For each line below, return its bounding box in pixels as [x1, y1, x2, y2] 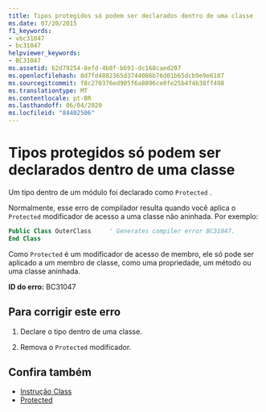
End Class [8, 234, 42, 242]
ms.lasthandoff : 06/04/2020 [8, 101, 103, 109]
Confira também [8, 365, 92, 379]
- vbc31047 [8, 34, 45, 43]
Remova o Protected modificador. [19, 342, 132, 352]
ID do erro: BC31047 [8, 282, 76, 291]
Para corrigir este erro [8, 305, 121, 319]
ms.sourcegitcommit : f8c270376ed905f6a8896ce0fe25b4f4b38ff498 [8, 79, 225, 87]
